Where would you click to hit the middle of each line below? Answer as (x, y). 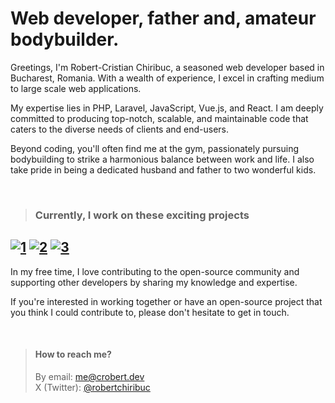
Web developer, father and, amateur (163, 18)
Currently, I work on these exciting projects (142, 215)
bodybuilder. (65, 39)
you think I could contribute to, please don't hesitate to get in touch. (150, 312)
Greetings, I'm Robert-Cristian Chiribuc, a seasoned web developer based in (167, 67)
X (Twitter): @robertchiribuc (92, 387)
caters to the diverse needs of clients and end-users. (120, 129)
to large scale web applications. (76, 88)
